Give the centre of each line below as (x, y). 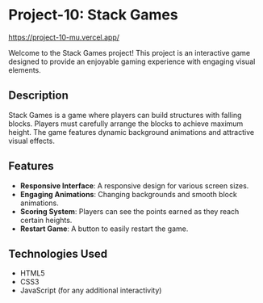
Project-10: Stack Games (94, 15)
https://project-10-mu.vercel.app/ (64, 37)
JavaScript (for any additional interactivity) (91, 290)
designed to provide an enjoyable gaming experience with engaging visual (132, 61)
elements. (25, 69)
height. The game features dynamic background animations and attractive (131, 132)
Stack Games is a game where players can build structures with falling (125, 115)
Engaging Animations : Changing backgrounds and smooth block (129, 194)
